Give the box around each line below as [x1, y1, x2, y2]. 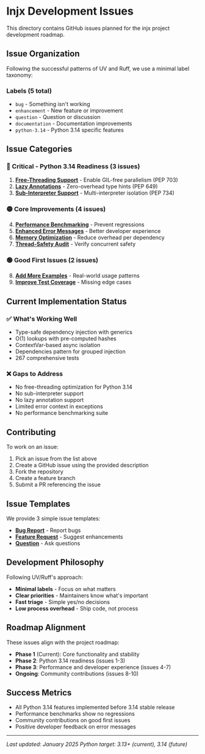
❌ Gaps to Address [6, 369, 63, 378]
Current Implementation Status [6, 296, 127, 306]
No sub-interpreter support [15, 390, 84, 397]
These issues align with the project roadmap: [6, 639, 120, 646]
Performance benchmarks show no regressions [15, 710, 135, 717]
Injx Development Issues [6, 4, 134, 18]
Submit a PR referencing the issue [15, 481, 101, 489]
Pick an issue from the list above [15, 455, 98, 462]
